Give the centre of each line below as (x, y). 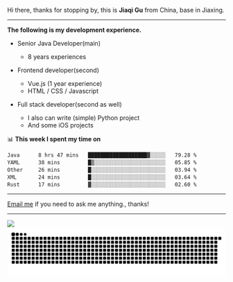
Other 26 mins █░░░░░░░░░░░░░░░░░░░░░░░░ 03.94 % (102, 170)
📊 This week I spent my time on (54, 139)
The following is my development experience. (75, 30)
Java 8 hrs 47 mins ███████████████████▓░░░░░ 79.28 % (102, 155)
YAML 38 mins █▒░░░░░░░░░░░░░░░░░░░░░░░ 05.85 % (102, 162)
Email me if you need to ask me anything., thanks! (78, 204)
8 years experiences (57, 57)
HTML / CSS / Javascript (63, 91)
